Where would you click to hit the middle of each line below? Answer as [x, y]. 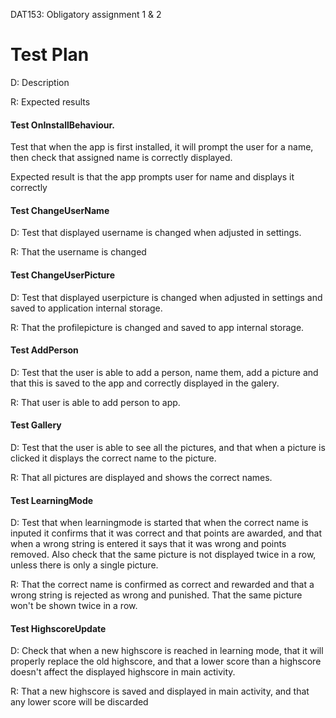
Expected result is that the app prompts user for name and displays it [152, 177]
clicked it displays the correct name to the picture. [113, 458]
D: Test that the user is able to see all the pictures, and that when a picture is [168, 447]
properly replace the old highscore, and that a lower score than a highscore [166, 661]
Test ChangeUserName [60, 210]
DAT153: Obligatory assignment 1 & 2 [86, 14]
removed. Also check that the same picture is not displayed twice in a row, [163, 555]
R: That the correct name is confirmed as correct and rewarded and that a [162, 585]
